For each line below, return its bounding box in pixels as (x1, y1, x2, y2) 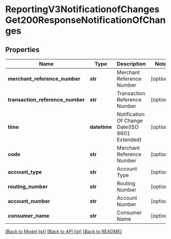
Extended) (117, 136, 142, 143)
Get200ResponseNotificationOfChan (5, 14, 166, 26)
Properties (5, 45, 40, 54)
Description (117, 60, 146, 67)
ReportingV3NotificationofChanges (5, 4, 160, 15)
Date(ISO (117, 123, 139, 130)
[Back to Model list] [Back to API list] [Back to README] (5, 228, 122, 234)
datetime (90, 123, 112, 130)
